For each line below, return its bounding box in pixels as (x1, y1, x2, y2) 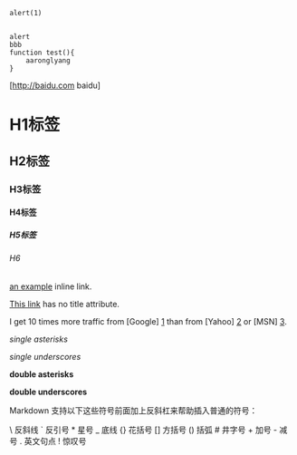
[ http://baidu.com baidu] (9, 80, 101, 91)
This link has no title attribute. (9, 298, 120, 309)
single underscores (9, 351, 81, 362)
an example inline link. (9, 281, 92, 292)
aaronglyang (25, 56, 71, 65)
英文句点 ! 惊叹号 (24, 435, 87, 446)
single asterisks (9, 334, 68, 344)
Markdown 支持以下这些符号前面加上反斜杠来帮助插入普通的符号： (9, 404, 258, 416)
